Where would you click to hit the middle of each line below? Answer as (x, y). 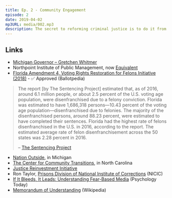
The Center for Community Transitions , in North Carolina (72, 163)
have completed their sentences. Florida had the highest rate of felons (92, 121)
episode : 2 (17, 15)
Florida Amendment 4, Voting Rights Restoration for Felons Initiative (84, 73)
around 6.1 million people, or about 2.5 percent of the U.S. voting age (90, 94)
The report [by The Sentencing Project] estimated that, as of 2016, (88, 89)
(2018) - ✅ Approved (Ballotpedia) (49, 78)
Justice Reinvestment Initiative (45, 168)
